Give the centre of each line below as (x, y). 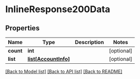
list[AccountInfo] (49, 59)
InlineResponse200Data (58, 9)
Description (89, 42)
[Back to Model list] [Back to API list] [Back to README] (64, 71)
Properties (22, 28)
